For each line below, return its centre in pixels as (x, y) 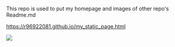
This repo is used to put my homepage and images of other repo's (87, 9)
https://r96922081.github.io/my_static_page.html (66, 26)
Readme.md (21, 15)
